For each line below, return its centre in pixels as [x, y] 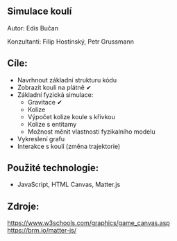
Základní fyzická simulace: [55, 95]
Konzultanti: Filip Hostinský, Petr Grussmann [70, 42]
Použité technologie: [53, 168]
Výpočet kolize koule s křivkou [71, 116]
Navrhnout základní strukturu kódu [67, 80]
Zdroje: [23, 206]
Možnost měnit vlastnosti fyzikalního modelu [91, 132]
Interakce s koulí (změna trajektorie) [69, 146]
